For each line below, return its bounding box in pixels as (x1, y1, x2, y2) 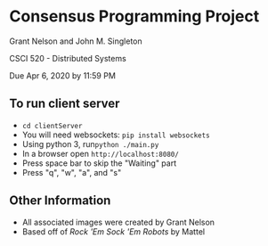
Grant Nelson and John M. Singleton (9, 36, 142, 46)
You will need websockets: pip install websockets (21, 129, 211, 140)
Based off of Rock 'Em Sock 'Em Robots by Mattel (21, 225, 206, 237)
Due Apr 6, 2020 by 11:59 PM (9, 70, 116, 81)
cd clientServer (21, 121, 83, 130)
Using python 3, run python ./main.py (21, 138, 159, 149)
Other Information (9, 193, 111, 209)
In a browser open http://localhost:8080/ (21, 148, 180, 159)
